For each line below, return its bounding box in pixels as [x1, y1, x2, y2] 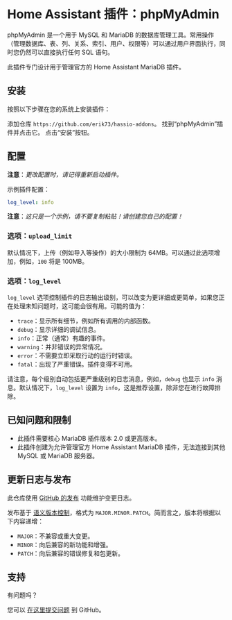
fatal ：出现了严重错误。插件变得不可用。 [17, 360, 136, 369]
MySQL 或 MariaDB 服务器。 [17, 451, 99, 460]
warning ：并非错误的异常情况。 [17, 343, 106, 351]
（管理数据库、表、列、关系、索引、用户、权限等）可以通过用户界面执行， [7, 39, 220, 47]
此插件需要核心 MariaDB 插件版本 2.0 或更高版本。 [17, 434, 161, 442]
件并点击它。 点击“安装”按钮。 [7, 128, 93, 136]
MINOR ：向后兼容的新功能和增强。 [17, 540, 112, 548]
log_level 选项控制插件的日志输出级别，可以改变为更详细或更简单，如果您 [7, 293, 220, 302]
